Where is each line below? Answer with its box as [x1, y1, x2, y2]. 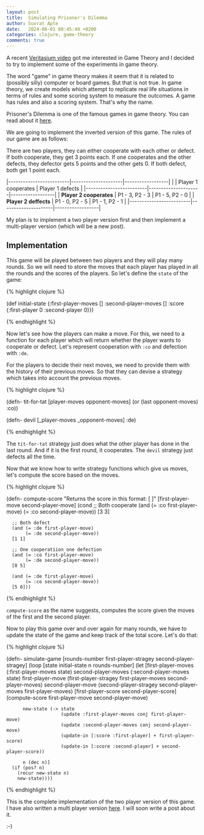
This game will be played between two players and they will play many [6, 256, 183, 263]
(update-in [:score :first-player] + [60, 732, 157, 738]
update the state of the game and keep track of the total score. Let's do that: [6, 631, 199, 639]
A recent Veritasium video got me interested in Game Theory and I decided [6, 54, 194, 61]
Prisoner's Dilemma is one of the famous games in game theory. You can [6, 111, 189, 117]
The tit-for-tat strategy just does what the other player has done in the [6, 440, 189, 447]
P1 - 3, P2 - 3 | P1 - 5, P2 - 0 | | [118, 191, 195, 199]
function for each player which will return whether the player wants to [6, 336, 181, 344]
